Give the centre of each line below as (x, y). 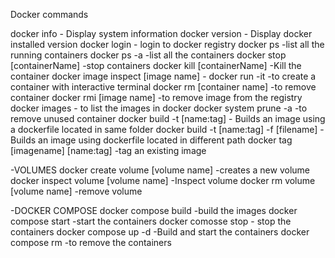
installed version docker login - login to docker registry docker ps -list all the (167, 44)
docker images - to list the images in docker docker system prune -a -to (159, 108)
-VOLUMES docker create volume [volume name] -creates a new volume (160, 170)
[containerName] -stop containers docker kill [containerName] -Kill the (156, 65)
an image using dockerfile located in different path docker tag (165, 140)
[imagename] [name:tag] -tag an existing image (108, 150)
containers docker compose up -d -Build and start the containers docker (160, 232)
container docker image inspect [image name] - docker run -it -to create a (163, 76)
